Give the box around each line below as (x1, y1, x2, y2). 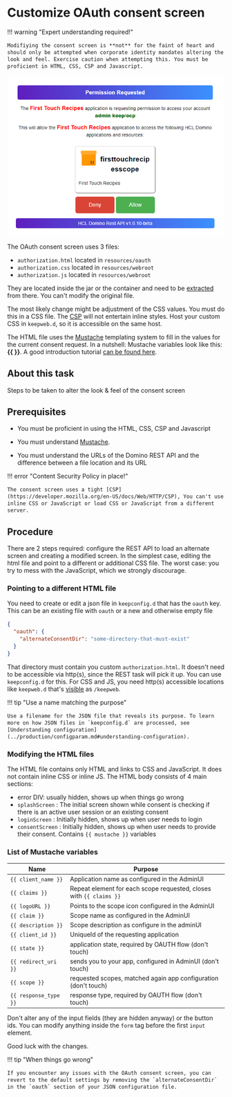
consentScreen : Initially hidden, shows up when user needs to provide (17, 823, 216, 831)
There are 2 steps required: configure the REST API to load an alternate (7, 544, 210, 553)
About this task (7, 368, 75, 380)
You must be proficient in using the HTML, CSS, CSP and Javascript (17, 425, 211, 433)
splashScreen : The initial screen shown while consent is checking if (17, 801, 210, 809)
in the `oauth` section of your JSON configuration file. (7, 1083, 177, 1090)
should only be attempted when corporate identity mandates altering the (7, 48, 224, 56)
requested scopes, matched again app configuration (70, 974, 219, 983)
